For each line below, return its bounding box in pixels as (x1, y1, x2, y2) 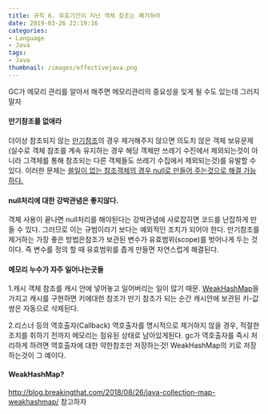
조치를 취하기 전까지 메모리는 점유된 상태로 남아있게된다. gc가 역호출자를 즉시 (8, 331, 250, 340)
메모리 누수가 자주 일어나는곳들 (8, 265, 104, 274)
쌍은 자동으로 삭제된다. (8, 304, 79, 313)
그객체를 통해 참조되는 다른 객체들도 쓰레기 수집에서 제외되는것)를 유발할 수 (22, 155, 257, 165)
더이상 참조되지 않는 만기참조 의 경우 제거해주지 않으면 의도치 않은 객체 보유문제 (8, 135, 254, 145)
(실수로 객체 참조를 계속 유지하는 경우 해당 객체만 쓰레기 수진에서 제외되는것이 (8, 145, 250, 155)
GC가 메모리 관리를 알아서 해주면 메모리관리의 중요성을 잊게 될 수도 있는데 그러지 (8, 86, 260, 96)
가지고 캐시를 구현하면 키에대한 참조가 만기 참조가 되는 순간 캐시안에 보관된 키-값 (8, 293, 259, 304)
